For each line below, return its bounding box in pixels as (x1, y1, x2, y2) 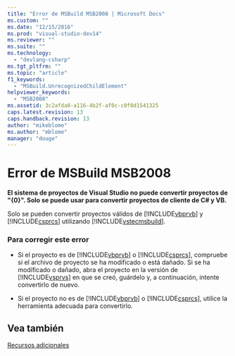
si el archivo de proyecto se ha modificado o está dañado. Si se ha (17, 258, 210, 266)
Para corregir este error (7, 235, 89, 245)
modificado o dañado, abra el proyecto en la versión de (17, 266, 178, 274)
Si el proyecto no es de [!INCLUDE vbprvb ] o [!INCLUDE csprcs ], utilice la (17, 294, 227, 303)
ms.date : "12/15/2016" (7, 23, 74, 30)
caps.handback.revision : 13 (7, 115, 90, 122)
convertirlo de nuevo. (17, 281, 80, 289)
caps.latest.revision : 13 (7, 109, 83, 116)
